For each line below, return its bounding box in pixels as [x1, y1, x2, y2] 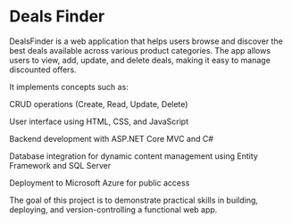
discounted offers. [9, 64, 78, 75]
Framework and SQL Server [9, 160, 112, 170]
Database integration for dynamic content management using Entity [9, 150, 259, 162]
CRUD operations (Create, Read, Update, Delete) [9, 98, 188, 109]
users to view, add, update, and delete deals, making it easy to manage [9, 54, 271, 65]
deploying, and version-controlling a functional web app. [9, 203, 218, 215]
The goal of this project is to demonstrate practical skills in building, [9, 195, 259, 205]
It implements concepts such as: [9, 81, 129, 92]
